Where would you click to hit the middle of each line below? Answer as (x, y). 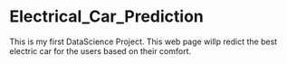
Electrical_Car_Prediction (106, 17)
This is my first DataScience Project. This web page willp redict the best (143, 41)
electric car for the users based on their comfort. (100, 50)
